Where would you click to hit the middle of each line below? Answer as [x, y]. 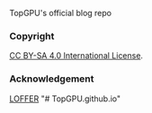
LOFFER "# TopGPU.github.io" [65, 99]
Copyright [32, 36]
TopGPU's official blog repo [61, 13]
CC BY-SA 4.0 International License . [76, 56]
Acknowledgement [52, 79]
